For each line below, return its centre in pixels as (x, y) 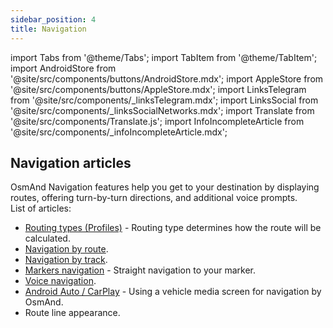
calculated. (47, 238)
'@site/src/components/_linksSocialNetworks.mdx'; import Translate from (162, 110)
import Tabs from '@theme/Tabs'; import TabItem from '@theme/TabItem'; (164, 57)
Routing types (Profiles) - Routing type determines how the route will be (173, 228)
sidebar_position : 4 (53, 19)
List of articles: (41, 208)
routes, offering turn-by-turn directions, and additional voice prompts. (154, 198)
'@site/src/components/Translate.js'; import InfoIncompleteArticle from (157, 121)
